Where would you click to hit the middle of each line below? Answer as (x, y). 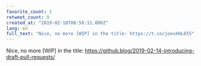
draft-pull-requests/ (31, 57)
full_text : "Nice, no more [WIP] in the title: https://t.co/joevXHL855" (100, 34)
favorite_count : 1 (29, 12)
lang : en (17, 28)
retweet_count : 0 (28, 17)
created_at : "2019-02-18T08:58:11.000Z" (58, 23)
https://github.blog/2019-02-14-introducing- (140, 51)
